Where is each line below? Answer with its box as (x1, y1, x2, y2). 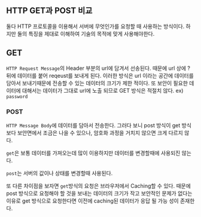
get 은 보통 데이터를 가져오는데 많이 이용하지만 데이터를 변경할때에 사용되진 (6, 149, 181, 157)
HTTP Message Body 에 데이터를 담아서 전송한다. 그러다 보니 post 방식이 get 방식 (6, 121, 191, 129)
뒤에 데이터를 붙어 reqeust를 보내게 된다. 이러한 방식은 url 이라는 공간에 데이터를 (6, 72, 194, 79)
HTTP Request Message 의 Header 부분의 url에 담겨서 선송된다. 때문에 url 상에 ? (6, 65, 190, 72)
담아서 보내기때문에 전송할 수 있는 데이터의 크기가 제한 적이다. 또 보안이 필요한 (6, 80, 188, 87)
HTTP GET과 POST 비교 (6, 5, 93, 16)
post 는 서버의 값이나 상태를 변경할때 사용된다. (6, 169, 113, 176)
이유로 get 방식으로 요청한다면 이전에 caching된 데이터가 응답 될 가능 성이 (6, 197, 179, 204)
